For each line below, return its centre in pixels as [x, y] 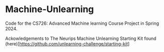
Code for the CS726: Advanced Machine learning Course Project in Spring [82, 23]
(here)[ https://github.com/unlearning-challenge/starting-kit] [67, 43]
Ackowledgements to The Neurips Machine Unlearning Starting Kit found [81, 38]
